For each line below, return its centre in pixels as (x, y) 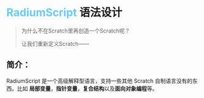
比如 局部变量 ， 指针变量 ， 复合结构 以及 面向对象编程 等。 (87, 88)
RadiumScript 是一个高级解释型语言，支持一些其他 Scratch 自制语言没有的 (99, 81)
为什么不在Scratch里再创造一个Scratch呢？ (75, 31)
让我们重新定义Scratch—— (55, 43)
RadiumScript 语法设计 (64, 13)
